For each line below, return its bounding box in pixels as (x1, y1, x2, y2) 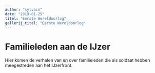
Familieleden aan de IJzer (5, 42, 111, 52)
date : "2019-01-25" (5, 12, 45, 16)
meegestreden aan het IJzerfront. (5, 62, 73, 68)
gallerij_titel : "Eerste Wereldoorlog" (5, 20, 86, 26)
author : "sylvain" (5, 7, 42, 12)
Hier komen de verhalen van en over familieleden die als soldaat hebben (5, 58, 150, 63)
